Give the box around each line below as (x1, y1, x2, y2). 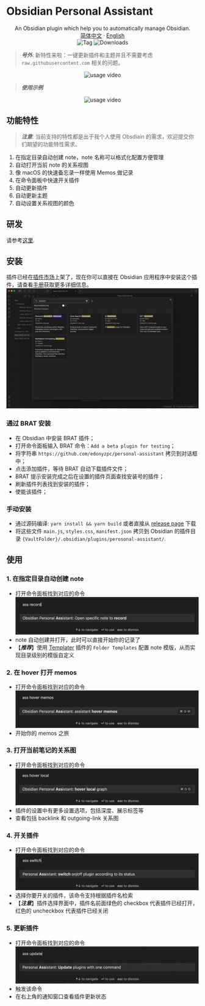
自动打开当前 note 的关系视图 (15, 161, 88, 168)
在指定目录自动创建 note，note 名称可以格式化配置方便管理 (15, 153, 164, 160)
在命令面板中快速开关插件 (15, 176, 80, 184)
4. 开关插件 (6, 831, 39, 839)
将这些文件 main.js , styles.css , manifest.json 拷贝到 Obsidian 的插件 (15, 527, 191, 535)
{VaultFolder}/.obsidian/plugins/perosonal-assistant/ (22, 536, 165, 542)
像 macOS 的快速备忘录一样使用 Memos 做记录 (15, 168, 134, 176)
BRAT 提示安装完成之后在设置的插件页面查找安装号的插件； (15, 473, 165, 480)
